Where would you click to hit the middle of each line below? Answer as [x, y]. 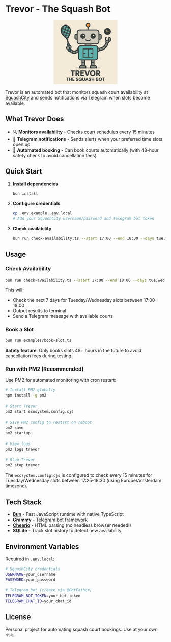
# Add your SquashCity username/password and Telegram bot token [83, 219]
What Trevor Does [35, 119]
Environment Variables [42, 547]
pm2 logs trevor [22, 449]
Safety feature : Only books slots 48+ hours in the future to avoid [73, 350]
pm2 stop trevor [22, 465]
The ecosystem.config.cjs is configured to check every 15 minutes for [79, 475]
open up [21, 144]
